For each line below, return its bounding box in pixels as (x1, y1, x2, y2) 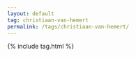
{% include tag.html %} (7, 42, 75, 51)
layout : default (7, 10, 54, 17)
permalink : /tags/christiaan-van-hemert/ (7, 23, 130, 30)
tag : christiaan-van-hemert (7, 17, 89, 24)
